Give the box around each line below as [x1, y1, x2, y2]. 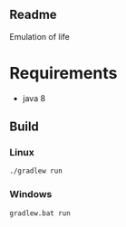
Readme [9, 7, 57, 23]
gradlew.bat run [9, 208, 71, 218]
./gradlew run [9, 166, 63, 175]
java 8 [22, 92, 46, 103]
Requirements [9, 63, 118, 83]
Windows [9, 188, 53, 201]
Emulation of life [9, 31, 71, 42]
